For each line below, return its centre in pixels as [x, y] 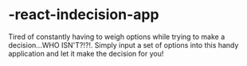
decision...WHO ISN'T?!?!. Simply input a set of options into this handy [123, 45]
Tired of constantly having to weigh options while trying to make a [117, 37]
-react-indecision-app [84, 15]
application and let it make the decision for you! [86, 53]
